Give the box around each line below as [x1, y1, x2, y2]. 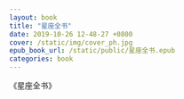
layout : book [9, 12, 58, 22]
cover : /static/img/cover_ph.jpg [9, 37, 133, 47]
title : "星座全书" [9, 21, 73, 30]
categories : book [9, 54, 74, 63]
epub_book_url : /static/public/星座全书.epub [9, 46, 176, 55]
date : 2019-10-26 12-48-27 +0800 [9, 29, 133, 38]
